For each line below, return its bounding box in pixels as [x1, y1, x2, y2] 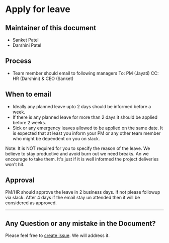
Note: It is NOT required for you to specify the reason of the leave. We [5, 145, 150, 151]
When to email [5, 90, 52, 99]
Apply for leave [5, 4, 70, 15]
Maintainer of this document [5, 24, 97, 32]
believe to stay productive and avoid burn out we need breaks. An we [5, 150, 149, 156]
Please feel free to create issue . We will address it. [5, 232, 110, 238]
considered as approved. [5, 200, 57, 206]
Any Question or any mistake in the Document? [5, 219, 156, 227]
